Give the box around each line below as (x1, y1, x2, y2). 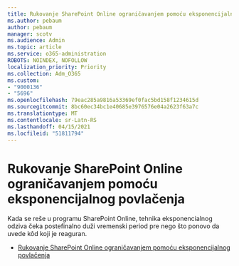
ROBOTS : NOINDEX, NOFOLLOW (7, 57, 87, 64)
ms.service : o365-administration (7, 51, 107, 58)
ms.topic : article (7, 44, 62, 51)
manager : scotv (7, 30, 53, 38)
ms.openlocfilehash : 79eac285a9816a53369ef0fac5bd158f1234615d (7, 97, 199, 104)
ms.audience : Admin (7, 37, 65, 44)
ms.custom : (7, 76, 40, 84)
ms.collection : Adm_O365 (7, 70, 81, 77)
